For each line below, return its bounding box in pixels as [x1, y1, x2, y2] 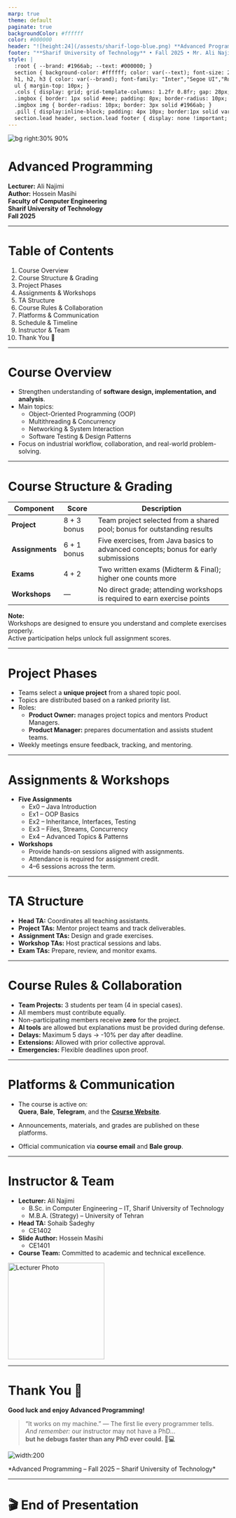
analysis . [18, 395, 46, 404]
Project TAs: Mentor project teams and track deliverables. [18, 924, 186, 932]
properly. [8, 626, 34, 635]
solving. [18, 447, 41, 456]
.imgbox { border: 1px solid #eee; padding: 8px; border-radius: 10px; [14, 95, 228, 103]
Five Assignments [18, 795, 72, 804]
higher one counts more [97, 574, 177, 583]
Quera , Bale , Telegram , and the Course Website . [18, 1107, 162, 1116]
